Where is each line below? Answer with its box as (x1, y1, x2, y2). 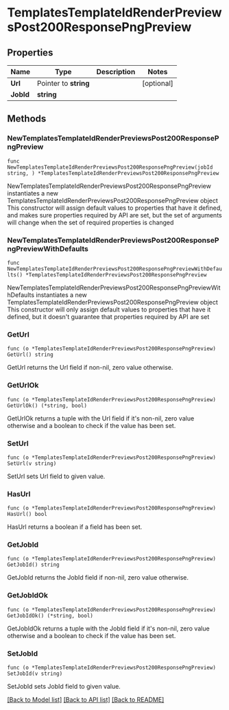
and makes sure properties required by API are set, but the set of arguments (7, 211, 222, 219)
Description (96, 67, 136, 76)
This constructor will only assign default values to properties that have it (7, 305, 211, 313)
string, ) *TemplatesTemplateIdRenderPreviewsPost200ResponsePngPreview (7, 169, 219, 176)
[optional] (141, 79, 173, 88)
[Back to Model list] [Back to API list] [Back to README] (7, 696, 165, 704)
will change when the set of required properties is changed (7, 218, 174, 226)
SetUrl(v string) (7, 460, 57, 467)
